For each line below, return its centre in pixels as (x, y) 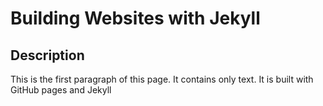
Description (47, 55)
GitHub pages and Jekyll (61, 90)
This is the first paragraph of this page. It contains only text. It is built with (162, 79)
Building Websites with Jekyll (135, 18)
